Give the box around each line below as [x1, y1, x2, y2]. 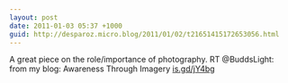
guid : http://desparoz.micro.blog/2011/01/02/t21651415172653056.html [9, 29, 280, 38]
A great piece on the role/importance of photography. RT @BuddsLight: [9, 54, 274, 65]
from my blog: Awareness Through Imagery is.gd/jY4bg [9, 63, 215, 74]
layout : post [9, 12, 58, 22]
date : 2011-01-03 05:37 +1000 [9, 21, 123, 30]
